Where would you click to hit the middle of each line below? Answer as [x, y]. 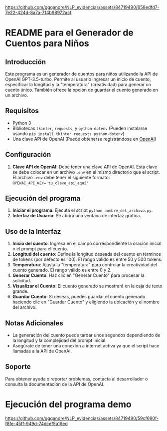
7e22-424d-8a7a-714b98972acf [38, 13]
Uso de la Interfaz [33, 232]
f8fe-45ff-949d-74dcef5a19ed [37, 423]
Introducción [26, 62]
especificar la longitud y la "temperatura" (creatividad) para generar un [78, 84]
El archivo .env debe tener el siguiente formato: [61, 177]
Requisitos [22, 111]
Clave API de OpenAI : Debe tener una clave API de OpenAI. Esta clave [85, 167]
